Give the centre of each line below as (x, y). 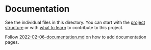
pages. (12, 42)
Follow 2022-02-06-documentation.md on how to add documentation (76, 37)
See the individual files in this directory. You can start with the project (75, 22)
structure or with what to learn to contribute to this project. (64, 27)
